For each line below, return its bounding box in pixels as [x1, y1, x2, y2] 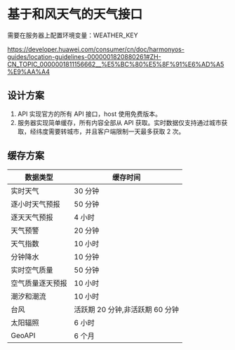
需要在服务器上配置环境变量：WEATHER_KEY [7, 31, 138, 39]
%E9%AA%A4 [7, 67, 51, 76]
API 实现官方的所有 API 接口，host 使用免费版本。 [17, 110, 161, 118]
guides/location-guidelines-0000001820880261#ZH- [7, 52, 161, 60]
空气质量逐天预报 [11, 278, 68, 288]
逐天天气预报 [11, 212, 54, 222]
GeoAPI [11, 330, 36, 340]
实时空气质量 [11, 265, 54, 275]
